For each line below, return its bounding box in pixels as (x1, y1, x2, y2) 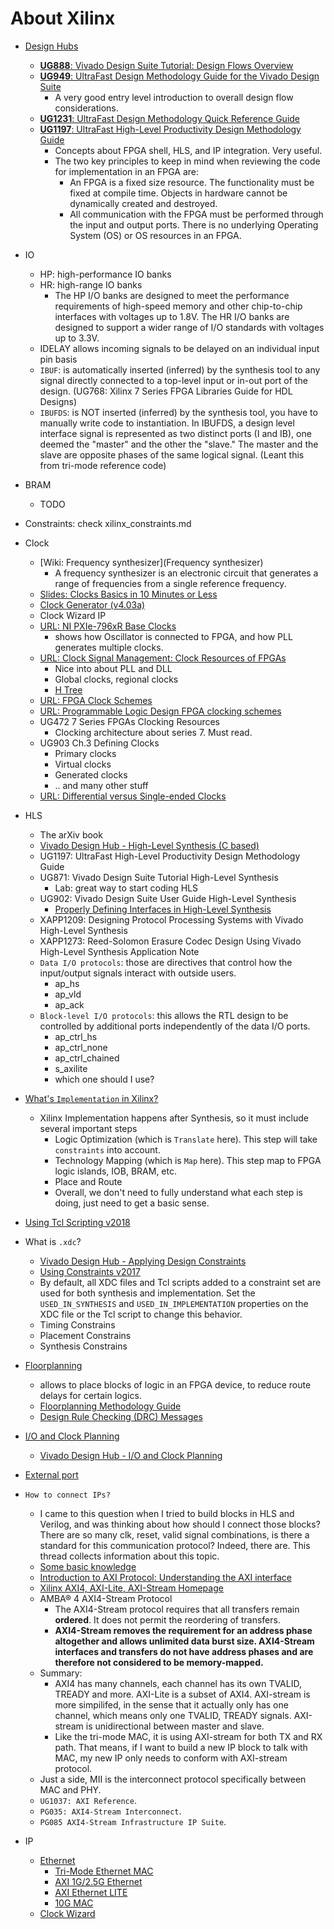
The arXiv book (39, 828, 103, 841)
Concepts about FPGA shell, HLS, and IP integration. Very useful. (54, 144, 323, 156)
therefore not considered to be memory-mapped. (54, 1656, 264, 1668)
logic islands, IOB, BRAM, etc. (54, 1165, 178, 1177)
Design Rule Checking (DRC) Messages (39, 1410, 203, 1422)
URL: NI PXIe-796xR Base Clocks (39, 620, 177, 632)
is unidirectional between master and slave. (85, 1720, 265, 1732)
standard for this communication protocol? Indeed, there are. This (39, 1539, 311, 1551)
